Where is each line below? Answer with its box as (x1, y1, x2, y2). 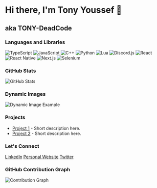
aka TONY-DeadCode (5, 24, 72, 32)
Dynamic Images (5, 91, 46, 98)
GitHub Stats (5, 67, 36, 74)
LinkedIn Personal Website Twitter (5, 154, 74, 160)
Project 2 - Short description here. (12, 130, 82, 136)
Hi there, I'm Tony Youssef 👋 (5, 4, 122, 16)
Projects (5, 114, 25, 121)
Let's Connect (5, 142, 40, 149)
